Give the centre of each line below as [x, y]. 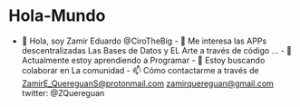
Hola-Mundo [57, 16]
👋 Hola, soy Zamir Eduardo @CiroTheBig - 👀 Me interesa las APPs [144, 41]
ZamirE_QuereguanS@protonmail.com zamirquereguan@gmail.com [147, 83]
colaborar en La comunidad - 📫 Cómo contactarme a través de [140, 70]
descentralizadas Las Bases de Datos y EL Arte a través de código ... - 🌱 [156, 50]
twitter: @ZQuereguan [63, 92]
